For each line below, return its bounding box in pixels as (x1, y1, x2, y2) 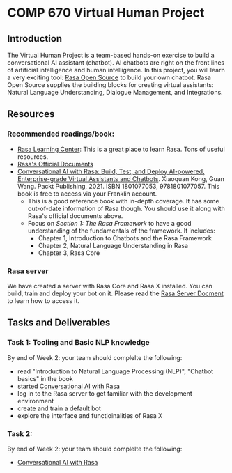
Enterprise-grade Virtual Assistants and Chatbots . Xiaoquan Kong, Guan (17, 174, 225, 183)
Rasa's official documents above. (27, 211, 123, 220)
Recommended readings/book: (7, 129, 115, 139)
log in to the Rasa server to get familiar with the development (17, 389, 193, 398)
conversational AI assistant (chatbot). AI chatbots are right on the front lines (7, 59, 225, 67)
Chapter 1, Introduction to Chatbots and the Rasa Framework (38, 233, 212, 242)
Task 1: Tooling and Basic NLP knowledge (7, 338, 150, 348)
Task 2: (7, 428, 33, 438)
